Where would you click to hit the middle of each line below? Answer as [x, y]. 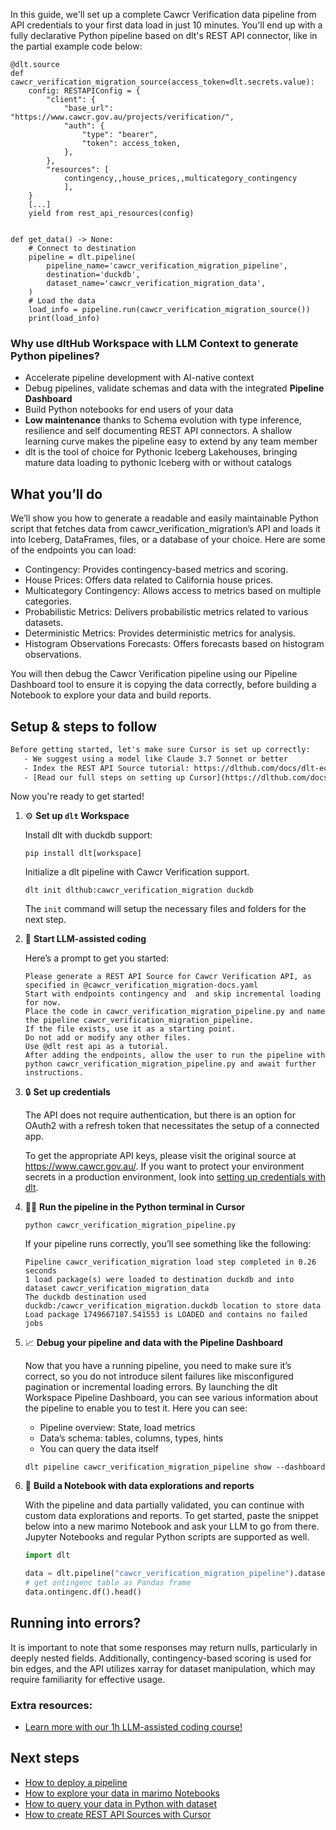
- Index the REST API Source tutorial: [106, 768]
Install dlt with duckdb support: [88, 835]
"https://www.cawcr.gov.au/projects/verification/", [122, 117]
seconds [40, 1271]
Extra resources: [51, 1705]
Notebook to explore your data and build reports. [111, 695]
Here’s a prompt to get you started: [97, 958]
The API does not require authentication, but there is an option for [160, 1115]
